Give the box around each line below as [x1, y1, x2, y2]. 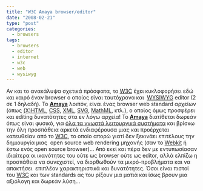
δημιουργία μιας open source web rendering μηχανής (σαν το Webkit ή [6, 139, 187, 146]
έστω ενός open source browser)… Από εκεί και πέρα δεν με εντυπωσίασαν [6, 146, 198, 153]
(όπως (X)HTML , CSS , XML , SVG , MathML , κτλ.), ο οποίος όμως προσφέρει [6, 107, 195, 114]
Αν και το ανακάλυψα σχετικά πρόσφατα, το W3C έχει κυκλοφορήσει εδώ [6, 87, 194, 95]
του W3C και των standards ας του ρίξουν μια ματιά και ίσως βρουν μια [6, 171, 188, 179]
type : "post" [6, 20, 39, 26]
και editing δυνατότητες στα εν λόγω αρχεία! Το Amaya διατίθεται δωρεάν [6, 113, 197, 121]
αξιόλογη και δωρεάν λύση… [6, 178, 81, 185]
